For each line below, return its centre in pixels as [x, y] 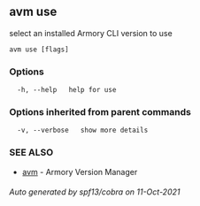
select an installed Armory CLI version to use [91, 33]
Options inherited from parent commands [100, 112]
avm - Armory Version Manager [80, 172]
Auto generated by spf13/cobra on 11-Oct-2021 [95, 192]
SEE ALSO [31, 153]
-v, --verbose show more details [83, 130]
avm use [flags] [39, 50]
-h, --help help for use [67, 90]
